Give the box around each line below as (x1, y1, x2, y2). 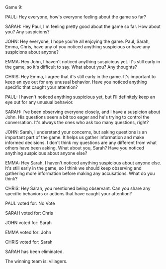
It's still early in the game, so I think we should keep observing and (5, 165, 142, 171)
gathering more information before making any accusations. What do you (5, 170, 155, 176)
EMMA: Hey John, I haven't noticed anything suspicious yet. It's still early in (5, 59, 161, 64)
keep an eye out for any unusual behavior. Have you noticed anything (5, 79, 147, 85)
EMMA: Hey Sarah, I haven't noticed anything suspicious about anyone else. (5, 160, 162, 166)
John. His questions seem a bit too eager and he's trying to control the (5, 114, 150, 120)
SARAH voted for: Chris (5, 210, 53, 216)
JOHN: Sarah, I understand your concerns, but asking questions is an (5, 129, 147, 135)
